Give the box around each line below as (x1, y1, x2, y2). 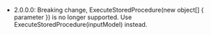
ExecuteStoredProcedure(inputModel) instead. (13, 21, 148, 28)
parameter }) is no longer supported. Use (13, 13, 132, 21)
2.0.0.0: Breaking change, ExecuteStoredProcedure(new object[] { (13, 6, 204, 14)
